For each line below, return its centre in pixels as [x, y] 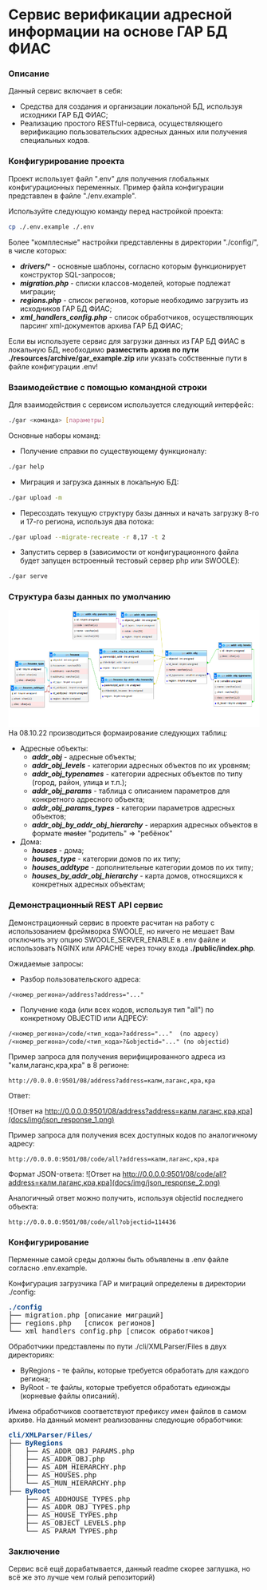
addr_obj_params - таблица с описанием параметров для [131, 791]
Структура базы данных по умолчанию [90, 597]
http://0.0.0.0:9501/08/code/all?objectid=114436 [92, 1222]
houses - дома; [58, 851]
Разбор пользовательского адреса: [80, 979]
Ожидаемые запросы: [46, 963]
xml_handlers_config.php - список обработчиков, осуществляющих [136, 317]
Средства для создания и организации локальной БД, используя [131, 106]
